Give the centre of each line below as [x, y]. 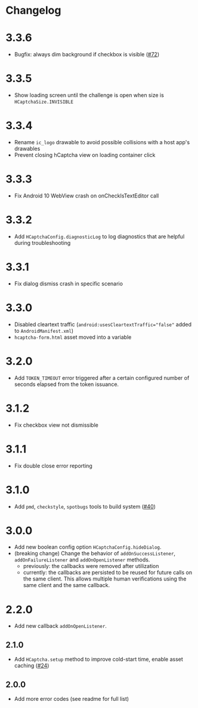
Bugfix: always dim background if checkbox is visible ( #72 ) [86, 54]
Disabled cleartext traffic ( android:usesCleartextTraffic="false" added [103, 324]
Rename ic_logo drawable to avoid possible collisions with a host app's [102, 142]
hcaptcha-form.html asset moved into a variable [73, 337]
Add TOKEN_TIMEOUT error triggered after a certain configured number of [102, 378]
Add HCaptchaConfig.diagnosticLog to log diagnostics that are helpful [99, 236]
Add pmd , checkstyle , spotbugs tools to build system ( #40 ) [85, 506]
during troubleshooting [42, 242]
